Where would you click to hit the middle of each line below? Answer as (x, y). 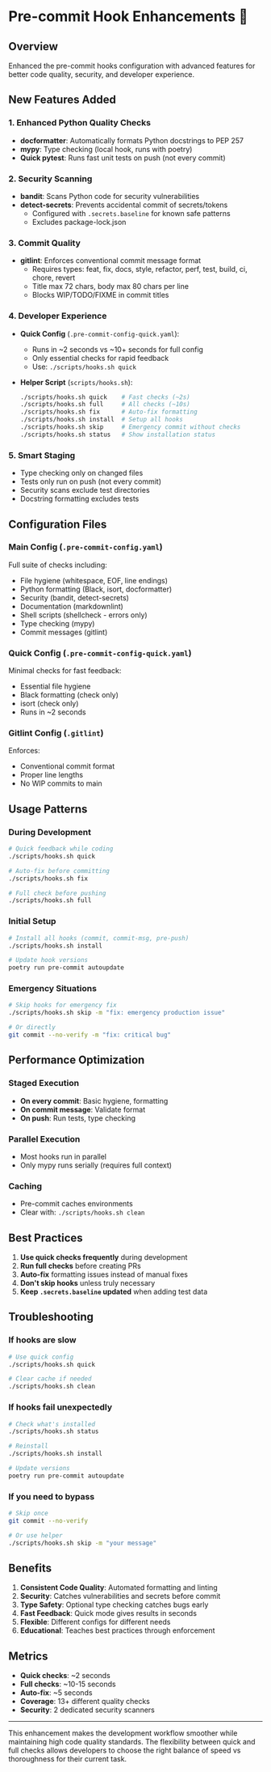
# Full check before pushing (57, 893)
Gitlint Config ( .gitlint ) (56, 733)
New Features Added (63, 100)
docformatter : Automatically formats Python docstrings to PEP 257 (132, 140)
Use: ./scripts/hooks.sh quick (84, 367)
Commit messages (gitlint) (64, 632)
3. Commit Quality (44, 243)
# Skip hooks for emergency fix (63, 1005)
